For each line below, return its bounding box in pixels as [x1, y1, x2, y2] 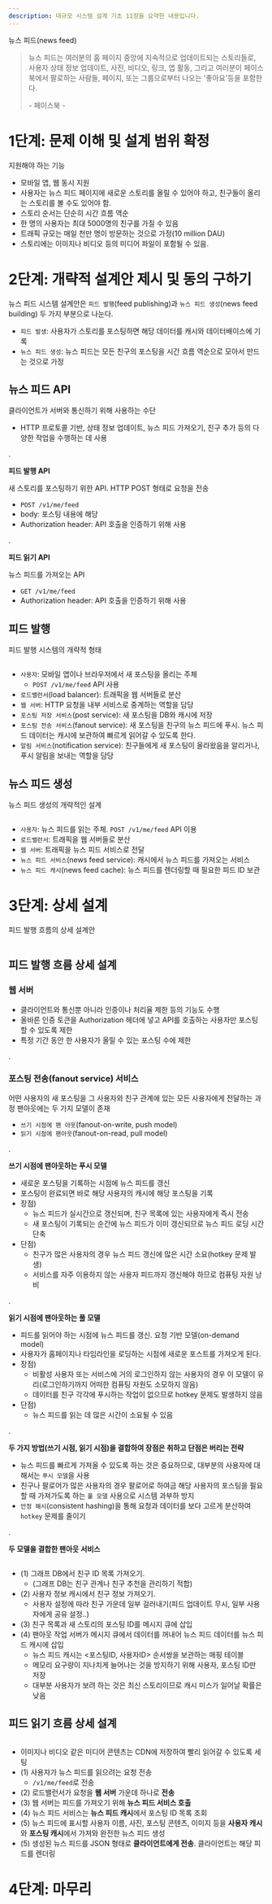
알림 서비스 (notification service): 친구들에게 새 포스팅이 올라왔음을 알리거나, [19, 741, 260, 751]
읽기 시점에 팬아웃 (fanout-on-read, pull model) [19, 1128, 168, 1138]
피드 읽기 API [8, 552, 50, 562]
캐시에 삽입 [28, 1640, 64, 1649]
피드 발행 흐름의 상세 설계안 [8, 925, 96, 935]
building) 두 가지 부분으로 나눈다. [8, 308, 114, 318]
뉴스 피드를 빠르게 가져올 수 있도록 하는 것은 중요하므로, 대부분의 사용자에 [19, 1460, 253, 1470]
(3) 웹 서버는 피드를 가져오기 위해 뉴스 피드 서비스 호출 [19, 1797, 192, 1807]
